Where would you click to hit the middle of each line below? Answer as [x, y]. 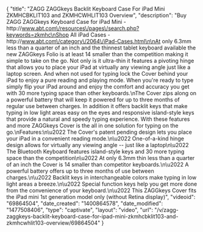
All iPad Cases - [90, 35]
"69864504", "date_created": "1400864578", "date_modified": [85, 203]
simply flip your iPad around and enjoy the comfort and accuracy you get [98, 87]
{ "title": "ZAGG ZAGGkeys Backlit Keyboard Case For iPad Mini [86, 9]
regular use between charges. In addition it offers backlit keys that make [97, 106]
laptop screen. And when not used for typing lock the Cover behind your [97, 74]
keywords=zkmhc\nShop [37, 35]
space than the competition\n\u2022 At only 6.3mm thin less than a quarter [101, 158]
